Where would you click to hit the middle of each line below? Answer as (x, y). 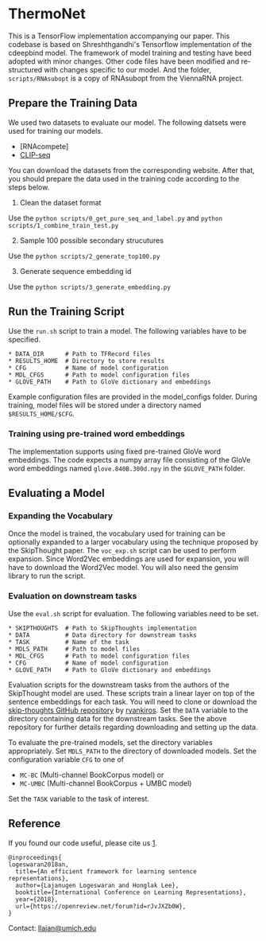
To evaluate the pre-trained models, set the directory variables (110, 742)
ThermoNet (47, 14)
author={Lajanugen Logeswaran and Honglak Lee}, (97, 885)
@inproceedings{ (35, 857)
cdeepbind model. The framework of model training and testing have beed (130, 53)
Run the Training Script (66, 312)
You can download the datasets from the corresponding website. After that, (132, 170)
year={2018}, (37, 899)
